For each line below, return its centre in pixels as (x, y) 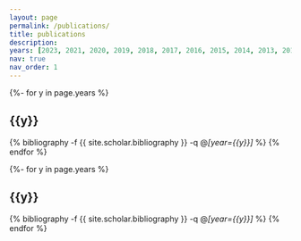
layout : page (34, 17)
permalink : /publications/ (60, 26)
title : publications (48, 34)
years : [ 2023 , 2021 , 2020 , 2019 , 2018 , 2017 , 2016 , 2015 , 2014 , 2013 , (144, 51)
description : (34, 42)
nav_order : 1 (34, 68)
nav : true (28, 59)
